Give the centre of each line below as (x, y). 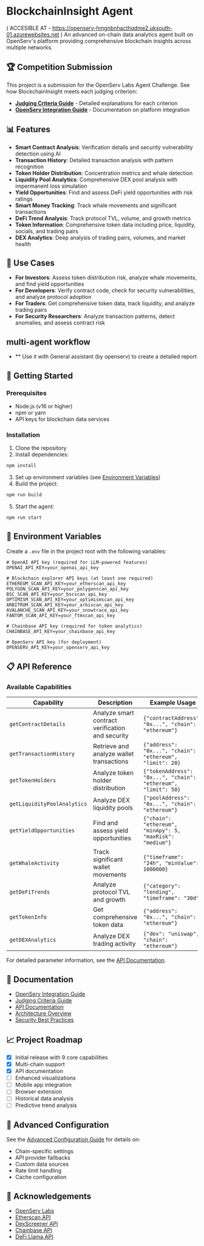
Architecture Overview (43, 1013)
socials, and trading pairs (47, 231)
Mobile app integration (43, 1085)
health (23, 244)
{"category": (162, 886)
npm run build (24, 495)
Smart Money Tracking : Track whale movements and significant (96, 205)
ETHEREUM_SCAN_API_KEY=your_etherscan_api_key (66, 584)
